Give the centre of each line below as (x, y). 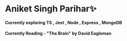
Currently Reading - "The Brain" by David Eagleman (58, 33)
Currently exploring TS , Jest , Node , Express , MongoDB (63, 22)
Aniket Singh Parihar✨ (51, 9)
